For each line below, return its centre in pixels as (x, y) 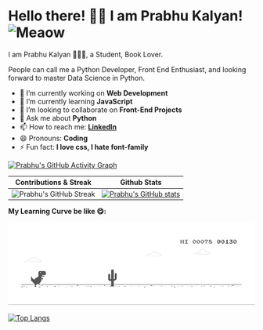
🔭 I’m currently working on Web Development (94, 92)
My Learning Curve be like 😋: (58, 212)
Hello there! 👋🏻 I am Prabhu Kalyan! (126, 16)
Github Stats (141, 183)
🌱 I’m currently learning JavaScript (76, 101)
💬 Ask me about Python (58, 118)
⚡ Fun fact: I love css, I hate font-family (84, 147)
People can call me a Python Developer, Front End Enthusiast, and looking (127, 69)
